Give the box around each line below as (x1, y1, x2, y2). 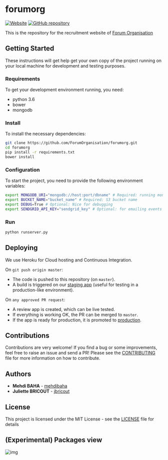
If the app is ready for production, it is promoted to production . (12, 316, 141, 323)
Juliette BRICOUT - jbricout (12, 388, 70, 394)
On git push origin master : (5, 266, 63, 272)
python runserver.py (5, 229, 48, 234)
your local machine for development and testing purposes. (5, 62, 126, 68)
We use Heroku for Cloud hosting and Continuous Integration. (5, 256, 132, 263)
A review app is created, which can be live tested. (12, 306, 115, 312)
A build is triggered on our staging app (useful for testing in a (12, 281, 138, 287)
